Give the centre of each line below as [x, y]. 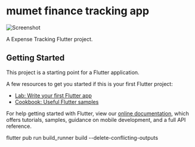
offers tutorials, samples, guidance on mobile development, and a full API [96, 120]
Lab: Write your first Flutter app [53, 95]
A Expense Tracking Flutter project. [49, 39]
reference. [19, 126]
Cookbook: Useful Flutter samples [57, 102]
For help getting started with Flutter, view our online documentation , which [98, 113]
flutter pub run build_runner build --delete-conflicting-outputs [82, 137]
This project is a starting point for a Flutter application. [73, 72]
